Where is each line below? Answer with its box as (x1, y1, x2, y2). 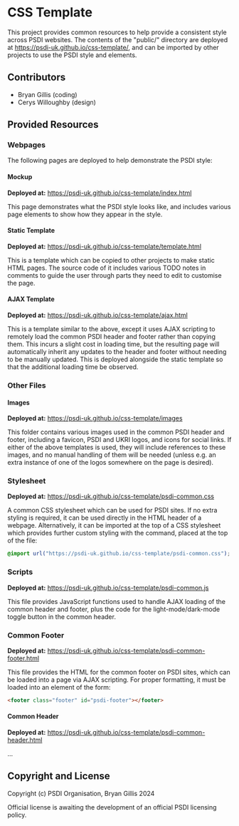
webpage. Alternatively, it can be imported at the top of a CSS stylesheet (7, 521, 221, 530)
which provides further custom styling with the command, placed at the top (7, 529, 228, 538)
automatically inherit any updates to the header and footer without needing (7, 348, 227, 356)
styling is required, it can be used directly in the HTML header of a (7, 513, 202, 522)
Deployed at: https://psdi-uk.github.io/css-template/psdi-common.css (7, 492, 215, 500)
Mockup (7, 173, 33, 181)
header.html (7, 736, 43, 745)
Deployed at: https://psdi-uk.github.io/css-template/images (7, 414, 183, 423)
